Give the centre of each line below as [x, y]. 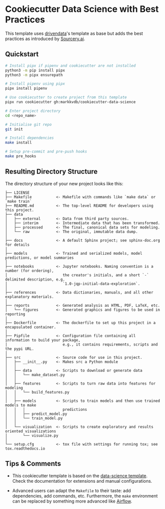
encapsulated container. [31, 327]
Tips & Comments [33, 464]
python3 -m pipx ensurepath [34, 75]
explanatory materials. [30, 297]
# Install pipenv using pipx [35, 84]
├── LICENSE [17, 193]
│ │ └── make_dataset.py [35, 375]
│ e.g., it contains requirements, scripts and [82, 344]
